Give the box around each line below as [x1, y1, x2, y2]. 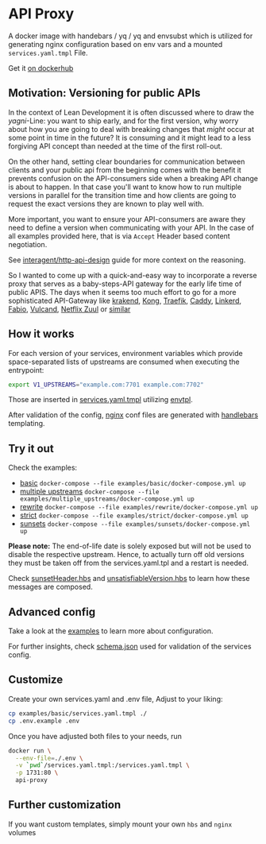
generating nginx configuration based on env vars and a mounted [8, 39, 223, 48]
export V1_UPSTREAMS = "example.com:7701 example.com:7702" [8, 381, 204, 389]
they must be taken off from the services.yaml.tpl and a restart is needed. [8, 558, 249, 568]
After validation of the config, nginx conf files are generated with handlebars [8, 410, 259, 420]
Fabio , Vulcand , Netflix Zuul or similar [8, 304, 131, 314]
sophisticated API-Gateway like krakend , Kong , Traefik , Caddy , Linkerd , [8, 296, 242, 305]
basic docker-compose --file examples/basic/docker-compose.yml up [19, 478, 246, 488]
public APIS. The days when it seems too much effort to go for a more [8, 287, 237, 296]
